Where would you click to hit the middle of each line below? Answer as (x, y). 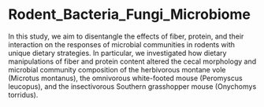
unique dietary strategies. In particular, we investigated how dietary (117, 53)
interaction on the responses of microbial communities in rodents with (121, 44)
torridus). (23, 94)
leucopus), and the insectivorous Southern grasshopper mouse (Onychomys (132, 86)
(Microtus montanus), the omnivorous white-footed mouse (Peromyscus (125, 78)
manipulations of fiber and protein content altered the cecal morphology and (132, 61)
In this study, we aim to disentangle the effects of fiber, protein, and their (126, 36)
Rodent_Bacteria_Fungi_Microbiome (129, 15)
